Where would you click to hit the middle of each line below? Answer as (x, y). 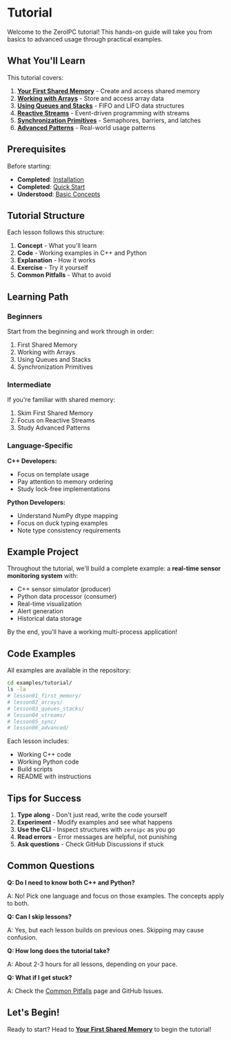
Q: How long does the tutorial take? (59, 950)
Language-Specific (40, 445)
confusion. (22, 937)
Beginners (25, 316)
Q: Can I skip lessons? (40, 916)
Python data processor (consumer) (67, 597)
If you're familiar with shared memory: (61, 400)
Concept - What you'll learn (57, 246)
